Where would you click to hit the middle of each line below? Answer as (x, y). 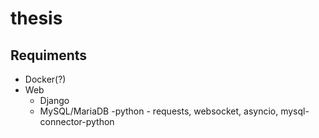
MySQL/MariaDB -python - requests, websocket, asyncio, (159, 111)
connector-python (77, 121)
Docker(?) (45, 79)
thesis (36, 18)
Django (54, 100)
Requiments (49, 55)
